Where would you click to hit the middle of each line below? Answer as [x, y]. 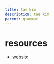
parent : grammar [22, 19]
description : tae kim [27, 14]
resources [26, 43]
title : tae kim [21, 10]
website [20, 57]
